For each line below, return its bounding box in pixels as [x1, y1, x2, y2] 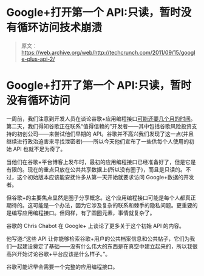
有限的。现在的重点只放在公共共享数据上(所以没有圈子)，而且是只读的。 [6, 165, 186, 173]
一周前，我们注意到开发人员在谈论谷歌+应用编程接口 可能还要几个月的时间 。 [6, 115, 196, 122]
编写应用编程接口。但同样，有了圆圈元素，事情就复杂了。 [11, 209, 155, 216]
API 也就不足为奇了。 [13, 145, 66, 153]
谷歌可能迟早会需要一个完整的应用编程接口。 [6, 263, 118, 271]
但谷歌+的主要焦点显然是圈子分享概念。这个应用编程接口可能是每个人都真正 [6, 194, 196, 201]
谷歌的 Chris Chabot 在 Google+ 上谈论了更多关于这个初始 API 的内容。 [6, 222, 185, 229]
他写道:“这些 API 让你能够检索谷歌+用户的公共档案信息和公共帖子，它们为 [6, 235, 190, 242]
